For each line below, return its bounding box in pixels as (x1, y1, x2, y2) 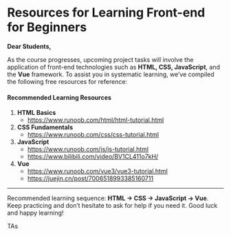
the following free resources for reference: (7, 77, 128, 85)
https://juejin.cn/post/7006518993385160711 (27, 174, 153, 183)
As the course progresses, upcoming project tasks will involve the (7, 55, 194, 63)
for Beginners (7, 19, 87, 35)
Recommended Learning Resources (7, 93, 112, 101)
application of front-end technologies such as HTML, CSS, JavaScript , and (7, 63, 220, 71)
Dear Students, (7, 42, 52, 50)
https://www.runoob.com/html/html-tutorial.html (27, 116, 164, 125)
